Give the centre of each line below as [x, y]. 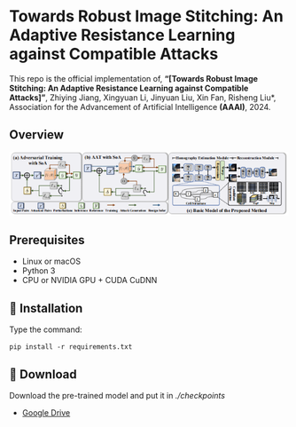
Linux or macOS [51, 261]
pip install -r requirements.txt [71, 347]
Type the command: [46, 329]
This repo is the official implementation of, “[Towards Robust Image [134, 78]
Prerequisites [47, 240]
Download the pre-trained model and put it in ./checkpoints [117, 396]
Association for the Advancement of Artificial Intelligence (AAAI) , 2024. [140, 107]
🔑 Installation [46, 308]
